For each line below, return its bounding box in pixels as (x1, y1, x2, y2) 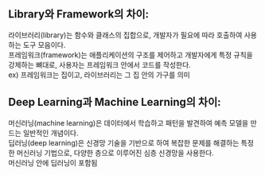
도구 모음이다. (22, 40, 66, 49)
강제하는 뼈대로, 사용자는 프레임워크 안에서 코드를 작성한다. (8, 60, 191, 69)
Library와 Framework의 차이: (8, 7, 150, 21)
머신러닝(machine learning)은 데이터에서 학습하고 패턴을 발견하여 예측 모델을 (8, 118, 249, 127)
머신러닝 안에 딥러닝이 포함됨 (8, 157, 98, 167)
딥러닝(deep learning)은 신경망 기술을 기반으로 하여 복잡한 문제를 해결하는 (8, 138, 240, 147)
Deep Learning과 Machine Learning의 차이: (8, 95, 221, 109)
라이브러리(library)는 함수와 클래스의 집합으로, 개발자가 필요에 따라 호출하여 (8, 30, 243, 40)
